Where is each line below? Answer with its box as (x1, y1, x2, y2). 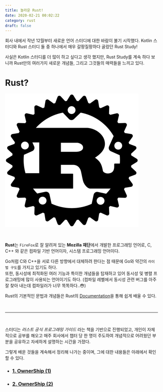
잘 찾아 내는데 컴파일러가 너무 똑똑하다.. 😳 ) (5, 283, 86, 289)
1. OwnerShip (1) (12, 368, 51, 375)
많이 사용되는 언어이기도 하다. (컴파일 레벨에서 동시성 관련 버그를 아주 (26, 277, 157, 282)
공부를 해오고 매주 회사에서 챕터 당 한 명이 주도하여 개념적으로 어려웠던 (17, 333, 151, 339)
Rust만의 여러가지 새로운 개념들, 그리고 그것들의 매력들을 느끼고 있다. (14, 60, 145, 66)
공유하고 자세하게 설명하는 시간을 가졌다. (14, 339, 91, 344)
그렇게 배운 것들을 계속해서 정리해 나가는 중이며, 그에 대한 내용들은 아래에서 (5, 349, 147, 355)
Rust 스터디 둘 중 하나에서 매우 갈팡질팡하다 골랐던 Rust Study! (17, 44, 138, 49)
